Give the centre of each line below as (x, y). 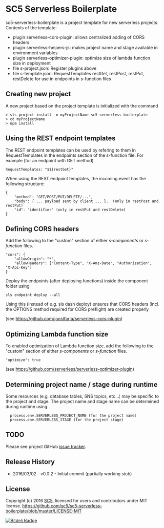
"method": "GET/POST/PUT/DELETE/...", (54, 197)
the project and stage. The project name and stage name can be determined (82, 401)
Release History (30, 462)
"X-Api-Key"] (19, 268)
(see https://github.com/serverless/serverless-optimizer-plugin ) (70, 369)
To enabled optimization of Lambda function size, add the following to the (80, 346)
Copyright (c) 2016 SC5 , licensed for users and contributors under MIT (77, 501)
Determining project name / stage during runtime (82, 384)
